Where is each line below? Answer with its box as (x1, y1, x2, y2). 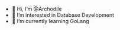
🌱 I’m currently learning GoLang (11, 18, 90, 24)
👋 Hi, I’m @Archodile (11, 6, 62, 12)
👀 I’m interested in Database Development (11, 12, 114, 18)
